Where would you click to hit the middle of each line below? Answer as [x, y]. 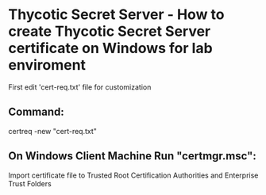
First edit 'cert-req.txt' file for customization [80, 87]
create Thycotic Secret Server [110, 31]
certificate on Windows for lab [110, 48]
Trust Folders [30, 183]
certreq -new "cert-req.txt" [53, 131]
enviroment [47, 65]
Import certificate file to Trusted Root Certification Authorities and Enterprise [133, 175]
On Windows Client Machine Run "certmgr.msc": [132, 156]
